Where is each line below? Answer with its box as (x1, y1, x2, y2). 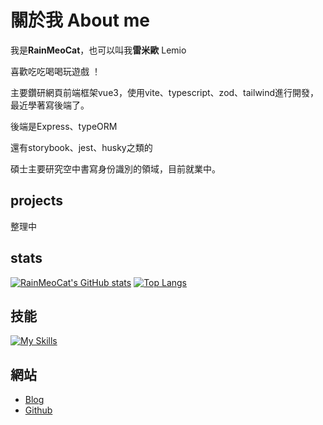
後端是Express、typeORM (10, 120, 118, 132)
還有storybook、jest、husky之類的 (10, 141, 153, 153)
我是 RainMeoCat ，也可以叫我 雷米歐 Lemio (10, 44, 187, 56)
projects (10, 192, 64, 210)
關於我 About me (10, 9, 150, 32)
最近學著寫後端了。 (10, 99, 90, 111)
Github (24, 404, 53, 416)
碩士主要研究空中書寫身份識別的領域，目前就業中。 (10, 162, 221, 175)
